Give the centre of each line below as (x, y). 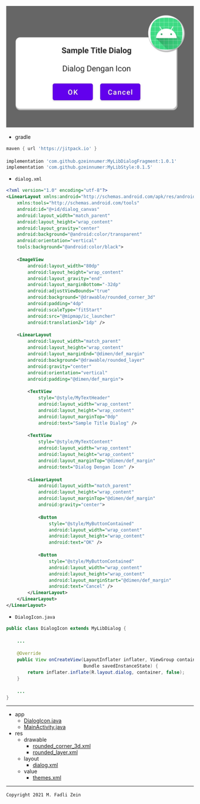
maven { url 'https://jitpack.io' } (51, 148)
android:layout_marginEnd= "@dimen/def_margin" (86, 354)
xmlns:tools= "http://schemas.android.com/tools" (78, 203)
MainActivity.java (45, 727)
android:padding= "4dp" (56, 304)
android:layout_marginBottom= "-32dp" (74, 285)
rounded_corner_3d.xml (62, 746)
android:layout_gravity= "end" (65, 278)
